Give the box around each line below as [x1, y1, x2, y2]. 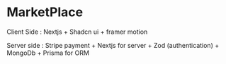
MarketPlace [6, 4, 83, 20]
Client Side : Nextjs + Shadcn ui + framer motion [6, 27, 148, 36]
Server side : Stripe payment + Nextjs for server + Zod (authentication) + [6, 41, 220, 49]
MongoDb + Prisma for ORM [6, 49, 90, 57]
